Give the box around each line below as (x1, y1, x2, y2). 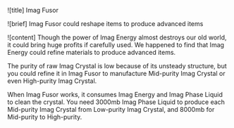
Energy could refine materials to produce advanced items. (7, 49, 176, 56)
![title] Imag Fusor (7, 6, 58, 14)
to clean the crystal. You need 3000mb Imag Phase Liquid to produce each (7, 98, 226, 106)
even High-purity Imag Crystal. (7, 77, 97, 85)
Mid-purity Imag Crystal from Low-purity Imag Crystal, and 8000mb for (7, 105, 215, 113)
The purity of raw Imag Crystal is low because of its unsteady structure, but (7, 62, 227, 70)
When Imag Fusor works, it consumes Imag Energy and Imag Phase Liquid (7, 91, 223, 98)
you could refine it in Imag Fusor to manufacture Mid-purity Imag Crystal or (7, 70, 226, 77)
